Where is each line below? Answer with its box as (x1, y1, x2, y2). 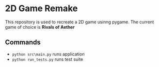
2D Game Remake (5, 3, 78, 14)
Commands (5, 38, 41, 47)
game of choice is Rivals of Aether (5, 24, 75, 30)
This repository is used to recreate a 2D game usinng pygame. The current (5, 19, 154, 25)
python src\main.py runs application (12, 51, 85, 57)
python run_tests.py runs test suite (12, 56, 83, 62)
